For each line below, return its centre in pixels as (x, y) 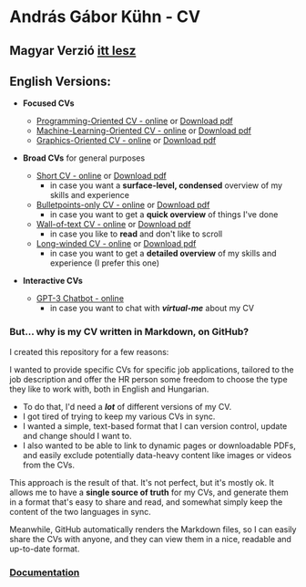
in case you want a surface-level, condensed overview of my (166, 185)
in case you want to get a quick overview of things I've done (164, 215)
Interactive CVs (53, 281)
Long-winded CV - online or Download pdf (116, 244)
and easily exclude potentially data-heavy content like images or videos (157, 455)
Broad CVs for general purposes (84, 158)
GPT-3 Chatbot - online (80, 299)
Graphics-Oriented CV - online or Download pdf (126, 141)
